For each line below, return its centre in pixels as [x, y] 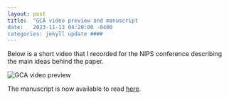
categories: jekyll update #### [55, 34]
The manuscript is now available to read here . [74, 89]
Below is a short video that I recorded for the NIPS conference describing [115, 54]
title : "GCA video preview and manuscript [73, 21]
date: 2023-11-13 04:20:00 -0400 [60, 27]
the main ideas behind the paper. [56, 62]
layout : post [27, 14]
